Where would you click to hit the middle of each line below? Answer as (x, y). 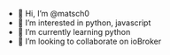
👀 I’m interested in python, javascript (84, 23)
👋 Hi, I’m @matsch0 (54, 14)
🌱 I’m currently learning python (74, 32)
